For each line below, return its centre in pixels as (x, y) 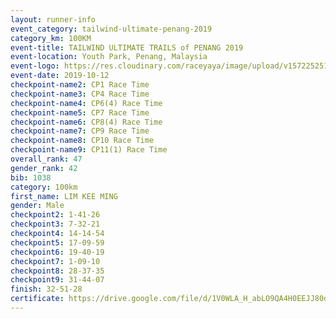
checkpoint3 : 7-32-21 (55, 224)
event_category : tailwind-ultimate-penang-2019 (111, 29)
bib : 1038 (31, 177)
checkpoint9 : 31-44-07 (57, 280)
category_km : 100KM (51, 38)
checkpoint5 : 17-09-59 (57, 242)
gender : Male (37, 206)
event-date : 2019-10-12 (60, 76)
